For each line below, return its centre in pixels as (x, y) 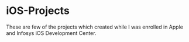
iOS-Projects (38, 11)
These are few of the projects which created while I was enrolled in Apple (94, 27)
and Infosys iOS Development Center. (51, 33)
